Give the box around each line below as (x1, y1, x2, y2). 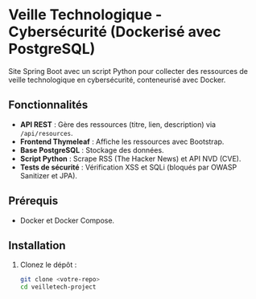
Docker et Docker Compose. (19, 215, 115, 225)
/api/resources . (19, 128, 74, 137)
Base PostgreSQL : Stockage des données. (19, 145, 164, 154)
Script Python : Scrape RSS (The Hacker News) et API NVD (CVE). (19, 154, 242, 163)
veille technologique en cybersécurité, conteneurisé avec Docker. (8, 75, 226, 84)
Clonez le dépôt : (19, 260, 77, 270)
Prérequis (8, 195, 59, 208)
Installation (8, 239, 66, 252)
